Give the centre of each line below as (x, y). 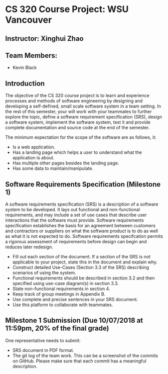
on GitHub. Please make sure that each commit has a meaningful (79, 361)
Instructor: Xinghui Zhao (44, 38)
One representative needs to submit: (43, 340)
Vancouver (29, 20)
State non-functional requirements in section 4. (61, 289)
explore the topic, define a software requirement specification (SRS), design (83, 117)
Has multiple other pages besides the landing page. (66, 163)
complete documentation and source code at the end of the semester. (77, 128)
